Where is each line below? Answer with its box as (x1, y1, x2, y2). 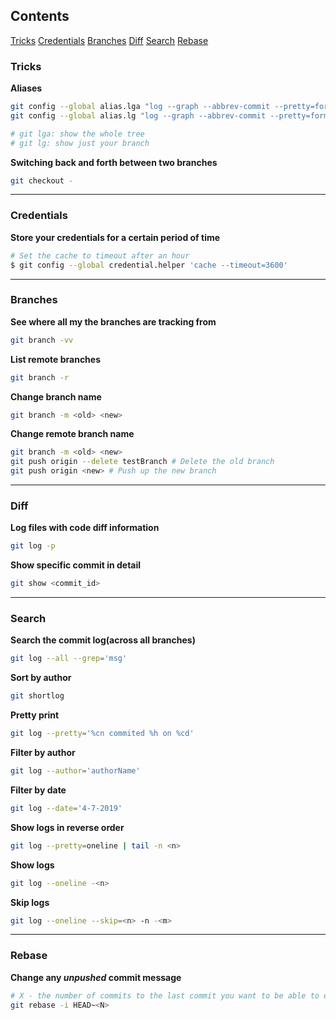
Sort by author (10, 672, 72, 684)
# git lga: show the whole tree (10, 129, 145, 139)
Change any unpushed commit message (10, 971, 182, 983)
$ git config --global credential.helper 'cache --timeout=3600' (10, 260, 288, 270)
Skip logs (10, 896, 50, 908)
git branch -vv (10, 335, 74, 345)
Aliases (10, 82, 43, 94)
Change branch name (10, 390, 102, 403)
